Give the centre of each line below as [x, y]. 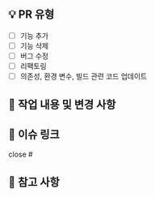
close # [21, 154]
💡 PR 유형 [31, 15]
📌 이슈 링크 [34, 134]
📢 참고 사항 [34, 182]
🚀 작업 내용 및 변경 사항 [62, 104]
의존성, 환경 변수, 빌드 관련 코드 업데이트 [84, 76]
